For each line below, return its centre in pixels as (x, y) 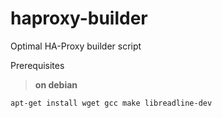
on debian (56, 84)
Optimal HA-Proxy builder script (76, 46)
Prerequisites (37, 65)
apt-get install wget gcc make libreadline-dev (111, 103)
